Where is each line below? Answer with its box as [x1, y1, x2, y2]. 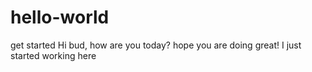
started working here [10, 49, 97, 61]
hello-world [10, 6, 110, 29]
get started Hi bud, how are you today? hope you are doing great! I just [10, 39, 302, 51]
